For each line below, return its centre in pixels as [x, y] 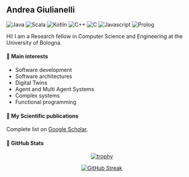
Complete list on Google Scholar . [47, 129]
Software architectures [44, 76]
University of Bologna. [34, 42]
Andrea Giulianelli [41, 10]
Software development [43, 70]
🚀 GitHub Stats [25, 143]
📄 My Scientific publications [42, 116]
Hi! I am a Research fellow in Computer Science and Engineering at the [94, 36]
